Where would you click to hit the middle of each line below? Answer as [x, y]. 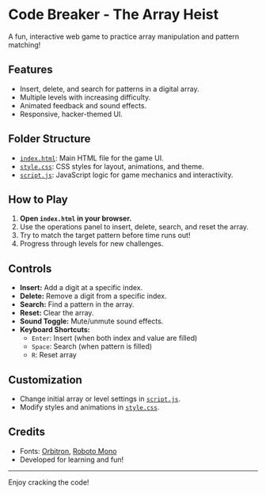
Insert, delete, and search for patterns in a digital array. [109, 89]
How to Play [38, 199]
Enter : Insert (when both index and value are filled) [114, 338]
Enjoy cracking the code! [49, 482]
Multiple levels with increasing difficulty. [85, 97]
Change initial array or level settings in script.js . [100, 399]
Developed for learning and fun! [72, 459]
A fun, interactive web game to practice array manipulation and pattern [124, 36]
